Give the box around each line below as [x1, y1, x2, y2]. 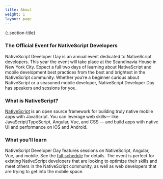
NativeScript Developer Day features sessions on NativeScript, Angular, [5, 147, 150, 153]
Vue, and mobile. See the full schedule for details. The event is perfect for [5, 153, 155, 159]
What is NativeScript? [5, 97, 58, 104]
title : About [5, 7, 32, 12]
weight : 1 [5, 12, 26, 17]
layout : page [5, 16, 32, 21]
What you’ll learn [5, 136, 47, 143]
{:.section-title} [5, 30, 36, 36]
